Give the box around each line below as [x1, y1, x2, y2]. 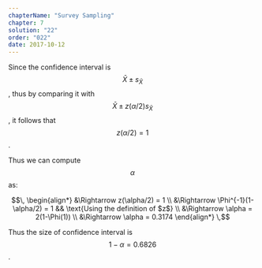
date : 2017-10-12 [8, 41, 65, 49]
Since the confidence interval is [8, 62, 111, 72]
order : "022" [8, 33, 51, 42]
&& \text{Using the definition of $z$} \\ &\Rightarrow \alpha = [54, 203, 253, 213]
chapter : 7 [8, 19, 44, 27]
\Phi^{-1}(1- [217, 195, 254, 205]
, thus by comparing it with [8, 88, 95, 99]
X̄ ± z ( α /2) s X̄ [111, 101, 153, 113]
